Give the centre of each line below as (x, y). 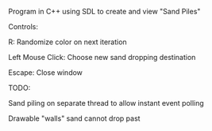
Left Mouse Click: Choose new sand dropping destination (102, 57)
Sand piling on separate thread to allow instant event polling (106, 103)
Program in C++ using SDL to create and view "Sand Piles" (104, 11)
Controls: (23, 26)
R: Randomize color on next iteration (67, 42)
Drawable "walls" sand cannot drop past (74, 118)
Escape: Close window (46, 73)
